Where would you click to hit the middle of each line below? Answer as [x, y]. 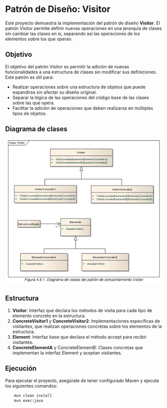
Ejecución [21, 368]
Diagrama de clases [37, 129]
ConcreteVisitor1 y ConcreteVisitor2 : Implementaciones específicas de [86, 321]
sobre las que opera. [34, 103]
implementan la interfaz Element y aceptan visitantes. [67, 353]
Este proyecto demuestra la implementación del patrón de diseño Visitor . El [83, 23]
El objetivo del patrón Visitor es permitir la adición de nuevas [67, 66]
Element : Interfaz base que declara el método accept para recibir [79, 337]
